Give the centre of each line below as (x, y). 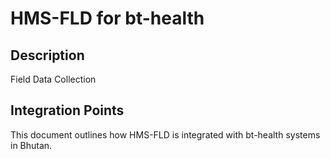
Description (47, 55)
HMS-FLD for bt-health (107, 18)
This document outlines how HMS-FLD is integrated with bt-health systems (165, 134)
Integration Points (67, 110)
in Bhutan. (31, 145)
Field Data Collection (53, 79)
